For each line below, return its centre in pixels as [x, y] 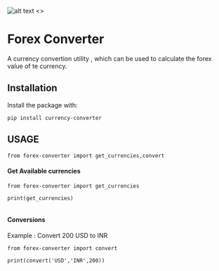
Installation [32, 88]
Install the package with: [43, 105]
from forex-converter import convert [62, 248]
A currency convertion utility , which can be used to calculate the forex [109, 58]
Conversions [26, 220]
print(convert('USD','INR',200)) [56, 260]
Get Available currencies [44, 171]
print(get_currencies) [40, 198]
